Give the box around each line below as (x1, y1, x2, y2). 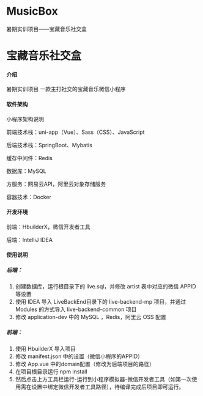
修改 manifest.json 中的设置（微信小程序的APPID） (15, 353, 144, 360)
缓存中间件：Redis (6, 154, 53, 161)
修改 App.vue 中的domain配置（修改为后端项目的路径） (15, 361, 155, 368)
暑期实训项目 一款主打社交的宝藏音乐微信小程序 (6, 86, 126, 93)
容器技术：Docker (6, 193, 52, 200)
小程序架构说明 (6, 115, 44, 123)
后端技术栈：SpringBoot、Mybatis (6, 141, 93, 148)
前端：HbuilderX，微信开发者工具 (6, 223, 90, 230)
